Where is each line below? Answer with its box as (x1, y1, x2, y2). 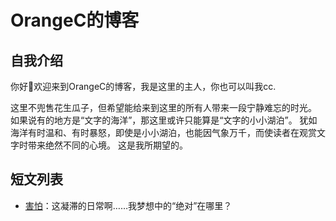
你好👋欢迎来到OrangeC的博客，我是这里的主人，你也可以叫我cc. (10, 81, 277, 92)
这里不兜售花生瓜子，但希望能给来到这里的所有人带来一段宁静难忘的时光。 (10, 102, 317, 113)
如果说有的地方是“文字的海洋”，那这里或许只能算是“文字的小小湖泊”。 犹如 (10, 114, 318, 126)
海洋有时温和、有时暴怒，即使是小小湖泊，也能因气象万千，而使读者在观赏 (10, 127, 317, 138)
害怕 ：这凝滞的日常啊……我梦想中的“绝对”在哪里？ (24, 199, 233, 211)
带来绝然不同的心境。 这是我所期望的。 (27, 139, 188, 151)
